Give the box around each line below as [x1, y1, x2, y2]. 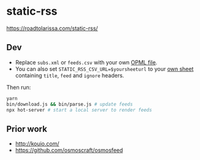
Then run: [6, 83, 31, 91]
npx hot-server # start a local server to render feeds [6, 107, 152, 113]
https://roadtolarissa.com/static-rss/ [6, 25, 98, 32]
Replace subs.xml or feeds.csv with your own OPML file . [15, 58, 158, 66]
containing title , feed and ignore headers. [15, 72, 125, 79]
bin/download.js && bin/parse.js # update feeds [6, 101, 133, 107]
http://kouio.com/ [15, 140, 60, 148]
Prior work [6, 124, 47, 134]
